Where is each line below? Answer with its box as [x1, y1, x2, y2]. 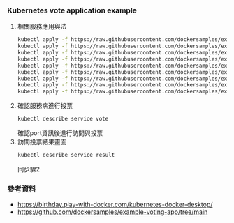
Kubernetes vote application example [7, 6, 138, 15]
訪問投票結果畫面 [17, 138, 67, 146]
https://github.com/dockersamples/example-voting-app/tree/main [17, 208, 208, 216]
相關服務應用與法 [17, 22, 67, 31]
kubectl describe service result [17, 152, 115, 159]
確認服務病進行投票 [17, 102, 73, 110]
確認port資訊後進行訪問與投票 [17, 129, 103, 137]
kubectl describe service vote [17, 116, 109, 123]
